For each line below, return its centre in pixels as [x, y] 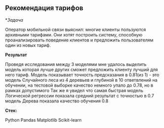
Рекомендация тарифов [44, 8]
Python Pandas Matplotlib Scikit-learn [44, 120]
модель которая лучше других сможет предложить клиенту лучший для [82, 69]
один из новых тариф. [28, 45]
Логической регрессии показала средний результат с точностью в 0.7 [80, 96]
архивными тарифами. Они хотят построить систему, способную [74, 34]
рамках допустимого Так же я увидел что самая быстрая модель [74, 90]
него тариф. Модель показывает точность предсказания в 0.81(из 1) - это [82, 75]
